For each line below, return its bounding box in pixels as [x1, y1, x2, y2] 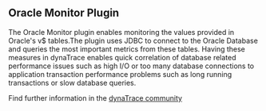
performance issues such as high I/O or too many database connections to [8, 61, 254, 71]
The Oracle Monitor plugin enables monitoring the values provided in [8, 27, 235, 36]
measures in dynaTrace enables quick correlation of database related [8, 52, 237, 62]
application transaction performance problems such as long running [8, 69, 232, 78]
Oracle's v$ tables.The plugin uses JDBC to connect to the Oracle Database [8, 36, 258, 45]
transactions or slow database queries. [8, 78, 137, 87]
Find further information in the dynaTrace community [8, 93, 182, 102]
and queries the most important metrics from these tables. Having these [8, 44, 246, 54]
